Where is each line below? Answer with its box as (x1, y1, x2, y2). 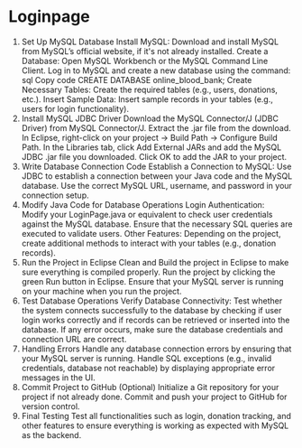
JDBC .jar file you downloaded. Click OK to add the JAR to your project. (21, 151, 288, 162)
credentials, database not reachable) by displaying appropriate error (21, 362, 276, 373)
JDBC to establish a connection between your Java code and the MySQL (21, 170, 293, 182)
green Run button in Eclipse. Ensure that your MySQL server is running (21, 275, 285, 286)
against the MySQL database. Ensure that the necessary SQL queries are (21, 219, 293, 229)
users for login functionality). (21, 103, 130, 114)
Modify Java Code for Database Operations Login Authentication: (21, 199, 265, 210)
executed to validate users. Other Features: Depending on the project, (21, 228, 281, 238)
